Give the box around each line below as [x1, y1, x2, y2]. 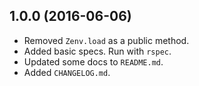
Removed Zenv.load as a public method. [23, 34, 190, 46]
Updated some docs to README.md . [23, 55, 164, 68]
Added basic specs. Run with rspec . [23, 45, 172, 57]
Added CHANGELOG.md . [23, 66, 111, 78]
